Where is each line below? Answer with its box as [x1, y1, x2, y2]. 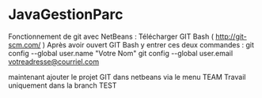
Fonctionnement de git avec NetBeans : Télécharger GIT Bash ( [8, 32, 215, 41]
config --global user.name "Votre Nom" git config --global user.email [8, 48, 234, 58]
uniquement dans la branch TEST [8, 81, 117, 90]
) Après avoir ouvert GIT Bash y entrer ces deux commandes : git [42, 40, 255, 49]
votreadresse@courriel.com [8, 57, 100, 66]
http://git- [215, 32, 247, 41]
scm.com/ [8, 40, 41, 49]
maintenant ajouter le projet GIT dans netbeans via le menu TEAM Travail [8, 72, 246, 81]
